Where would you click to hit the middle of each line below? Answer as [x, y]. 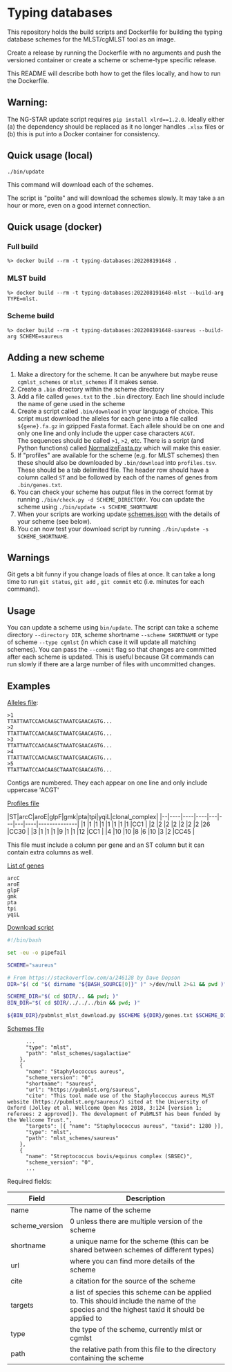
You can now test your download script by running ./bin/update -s [113, 529]
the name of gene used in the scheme [71, 403]
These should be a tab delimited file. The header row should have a [113, 470]
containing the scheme [107, 1358]
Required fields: [30, 1182]
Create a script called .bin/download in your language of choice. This [115, 411]
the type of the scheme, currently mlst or [136, 1330]
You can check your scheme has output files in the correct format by [115, 492]
